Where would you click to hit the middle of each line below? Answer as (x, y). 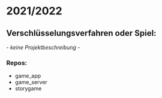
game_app (28, 76)
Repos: (17, 63)
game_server (31, 82)
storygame (28, 88)
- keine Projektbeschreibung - (43, 47)
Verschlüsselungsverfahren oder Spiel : (81, 33)
